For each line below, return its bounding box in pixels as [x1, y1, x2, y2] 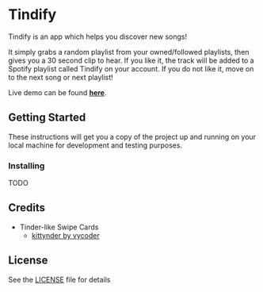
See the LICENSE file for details [8, 275, 111, 284]
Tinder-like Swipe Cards [19, 222, 99, 232]
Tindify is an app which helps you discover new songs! [8, 32, 188, 41]
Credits [8, 201, 46, 215]
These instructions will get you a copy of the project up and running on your [8, 132, 256, 141]
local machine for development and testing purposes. [8, 140, 183, 150]
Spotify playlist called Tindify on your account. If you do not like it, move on [8, 63, 254, 73]
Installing [8, 160, 45, 171]
